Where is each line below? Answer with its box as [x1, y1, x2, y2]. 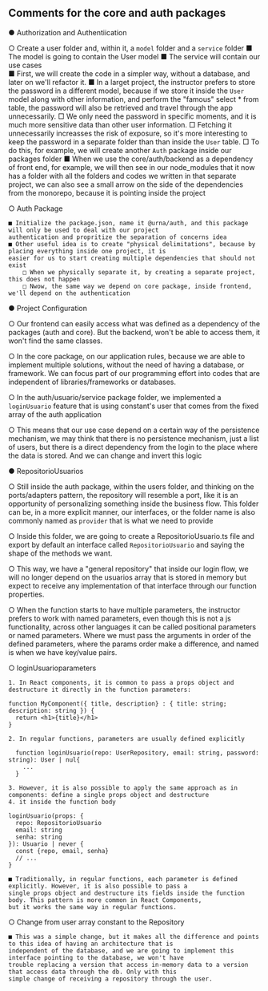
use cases [8, 60, 42, 70]
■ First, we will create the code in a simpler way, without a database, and [8, 68, 250, 79]
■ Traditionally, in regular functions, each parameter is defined [8, 875, 238, 883]
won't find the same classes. [8, 336, 103, 346]
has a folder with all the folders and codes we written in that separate [8, 171, 237, 180]
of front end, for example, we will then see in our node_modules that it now [8, 162, 255, 172]
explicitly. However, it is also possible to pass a [8, 882, 188, 890]
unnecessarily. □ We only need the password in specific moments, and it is [8, 111, 257, 121]
